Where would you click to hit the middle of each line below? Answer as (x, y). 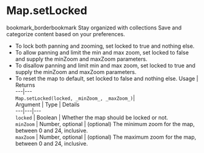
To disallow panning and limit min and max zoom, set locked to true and (105, 65)
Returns (25, 85)
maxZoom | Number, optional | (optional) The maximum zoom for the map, (106, 137)
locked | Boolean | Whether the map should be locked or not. (92, 118)
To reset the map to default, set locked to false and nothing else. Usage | (107, 78)
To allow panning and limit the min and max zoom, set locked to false (102, 52)
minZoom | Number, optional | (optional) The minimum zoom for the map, (105, 124)
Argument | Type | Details (47, 104)
